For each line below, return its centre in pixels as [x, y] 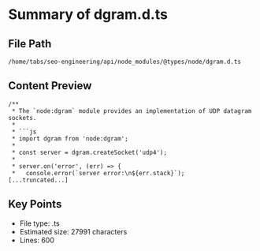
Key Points [35, 204]
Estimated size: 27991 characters [73, 231]
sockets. [22, 118]
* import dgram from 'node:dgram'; [70, 139]
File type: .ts [40, 223]
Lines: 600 [37, 240]
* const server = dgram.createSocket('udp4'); [89, 152]
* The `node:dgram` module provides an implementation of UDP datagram [132, 111]
